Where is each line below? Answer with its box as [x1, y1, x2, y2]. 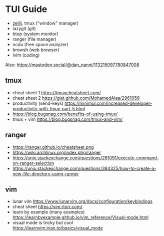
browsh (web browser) [12, 47, 59, 53]
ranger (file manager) [12, 36, 56, 42]
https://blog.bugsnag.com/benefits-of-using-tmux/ [12, 111, 118, 117]
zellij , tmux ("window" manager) [12, 20, 79, 26]
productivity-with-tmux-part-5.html [12, 105, 85, 111]
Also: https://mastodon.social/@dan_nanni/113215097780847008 [5, 62, 139, 68]
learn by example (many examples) [12, 209, 85, 215]
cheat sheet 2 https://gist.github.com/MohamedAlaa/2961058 [12, 95, 140, 101]
